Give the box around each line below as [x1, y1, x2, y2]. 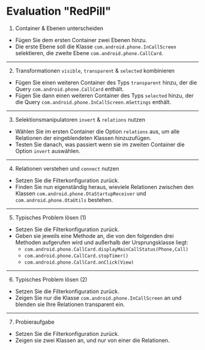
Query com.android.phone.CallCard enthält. [15, 85, 124, 92]
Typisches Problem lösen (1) [15, 214, 87, 221]
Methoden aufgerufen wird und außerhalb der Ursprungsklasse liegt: [15, 239, 189, 246]
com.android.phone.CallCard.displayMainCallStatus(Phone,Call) [24, 246, 189, 252]
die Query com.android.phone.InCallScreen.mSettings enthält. [15, 98, 171, 105]
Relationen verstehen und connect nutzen [15, 165, 119, 172]
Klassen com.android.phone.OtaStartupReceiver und [15, 190, 146, 197]
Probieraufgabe [15, 318, 55, 326]
